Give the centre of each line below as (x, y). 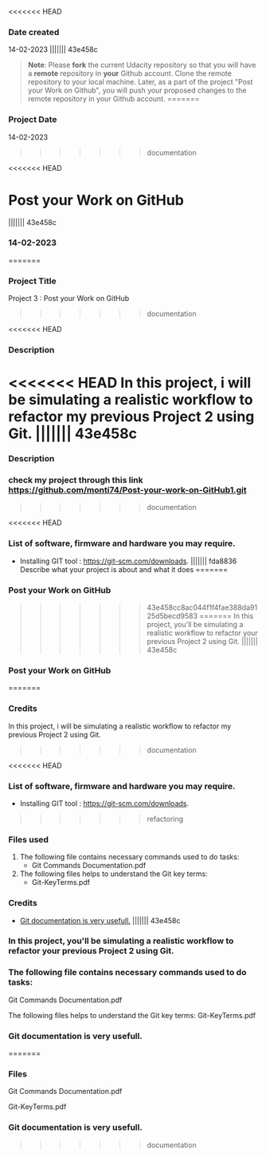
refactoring (165, 819)
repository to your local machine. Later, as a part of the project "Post (140, 82)
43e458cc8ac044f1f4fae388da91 (202, 608)
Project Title (33, 281)
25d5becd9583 (172, 616)
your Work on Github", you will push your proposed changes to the (137, 90)
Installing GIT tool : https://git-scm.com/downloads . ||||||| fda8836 (128, 561)
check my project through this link (76, 480)
